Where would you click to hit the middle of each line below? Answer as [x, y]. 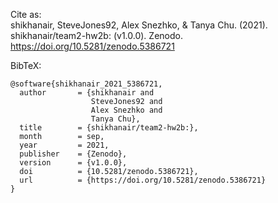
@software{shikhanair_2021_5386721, [86, 84]
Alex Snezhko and [126, 110]
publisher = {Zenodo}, [73, 154]
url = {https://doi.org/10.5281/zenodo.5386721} [143, 180]
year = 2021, [64, 145]
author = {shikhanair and [87, 93]
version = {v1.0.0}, [73, 163]
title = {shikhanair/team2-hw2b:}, [109, 128]
